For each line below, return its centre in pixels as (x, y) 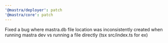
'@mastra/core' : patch (29, 15)
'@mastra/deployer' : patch (34, 10)
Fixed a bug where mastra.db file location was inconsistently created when (84, 29)
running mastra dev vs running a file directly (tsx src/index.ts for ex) (76, 35)
